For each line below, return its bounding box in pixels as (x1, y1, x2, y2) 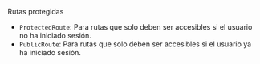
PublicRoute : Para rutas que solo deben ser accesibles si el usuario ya (18, 39, 252, 49)
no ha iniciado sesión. (18, 31, 91, 40)
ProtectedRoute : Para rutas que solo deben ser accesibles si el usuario (18, 22, 253, 31)
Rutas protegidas (7, 7, 64, 16)
